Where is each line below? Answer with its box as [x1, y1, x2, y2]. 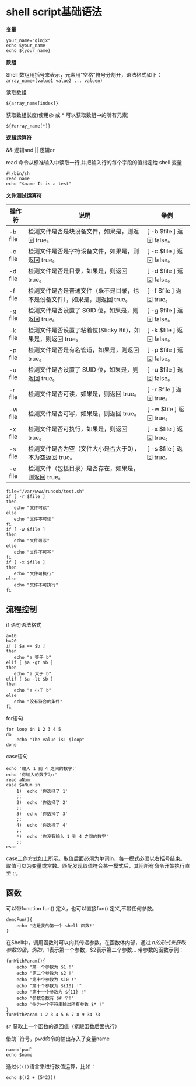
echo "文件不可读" [13, 516, 54, 522]
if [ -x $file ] [6, 559, 45, 565]
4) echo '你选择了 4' [16, 822, 68, 828]
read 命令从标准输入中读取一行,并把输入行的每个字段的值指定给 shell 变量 [6, 159, 183, 166]
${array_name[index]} [6, 100, 59, 106]
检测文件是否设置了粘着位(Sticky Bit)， [28, 326, 135, 334]
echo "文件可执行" [13, 571, 54, 576]
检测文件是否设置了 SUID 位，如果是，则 [28, 365, 139, 373]
